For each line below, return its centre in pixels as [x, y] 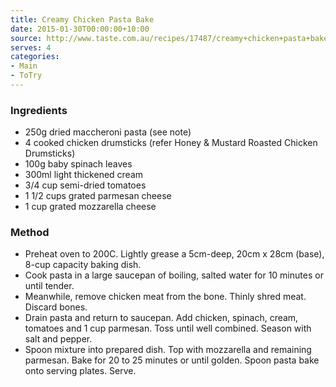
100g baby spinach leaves [78, 164]
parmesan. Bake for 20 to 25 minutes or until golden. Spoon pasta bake [172, 360]
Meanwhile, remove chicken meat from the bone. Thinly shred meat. [165, 297]
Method [30, 233]
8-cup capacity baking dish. [83, 265]
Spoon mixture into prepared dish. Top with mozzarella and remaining [168, 350]
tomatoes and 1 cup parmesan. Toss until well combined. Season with [168, 328]
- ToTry [26, 76]
